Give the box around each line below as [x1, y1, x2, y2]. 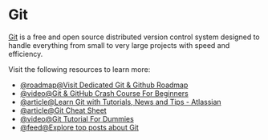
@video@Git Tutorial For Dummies [19, 114, 134, 123]
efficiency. [8, 49, 43, 58]
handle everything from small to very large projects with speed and [8, 40, 230, 50]
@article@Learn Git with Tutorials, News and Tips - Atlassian [19, 97, 222, 106]
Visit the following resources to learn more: [8, 64, 151, 74]
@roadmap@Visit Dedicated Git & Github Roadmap [19, 80, 189, 90]
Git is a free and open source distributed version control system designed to [8, 32, 260, 42]
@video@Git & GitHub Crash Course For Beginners [19, 88, 189, 98]
